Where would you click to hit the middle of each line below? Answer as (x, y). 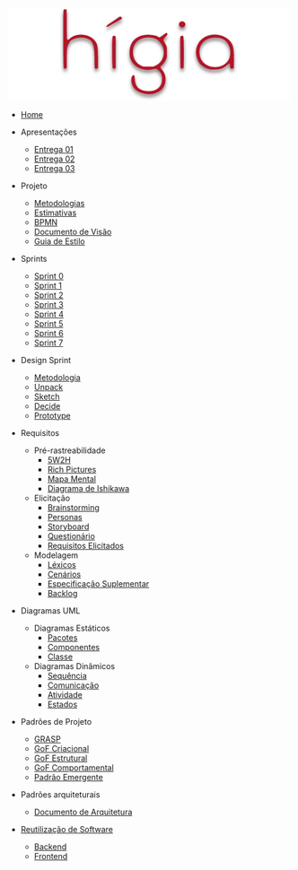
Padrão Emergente (68, 777)
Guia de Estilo (59, 241)
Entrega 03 (54, 168)
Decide (47, 405)
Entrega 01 (53, 149)
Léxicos (61, 564)
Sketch (47, 396)
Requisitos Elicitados (85, 545)
